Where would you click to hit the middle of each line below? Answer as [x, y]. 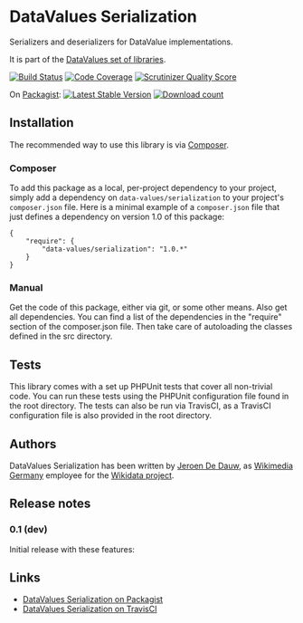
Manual [26, 287]
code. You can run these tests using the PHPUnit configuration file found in [149, 397]
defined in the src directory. [61, 336]
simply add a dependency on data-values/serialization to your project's [147, 197]
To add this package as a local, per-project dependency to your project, [143, 188]
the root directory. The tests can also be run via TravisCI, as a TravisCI [140, 406]
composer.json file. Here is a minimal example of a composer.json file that [145, 207]
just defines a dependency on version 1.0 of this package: [117, 217]
